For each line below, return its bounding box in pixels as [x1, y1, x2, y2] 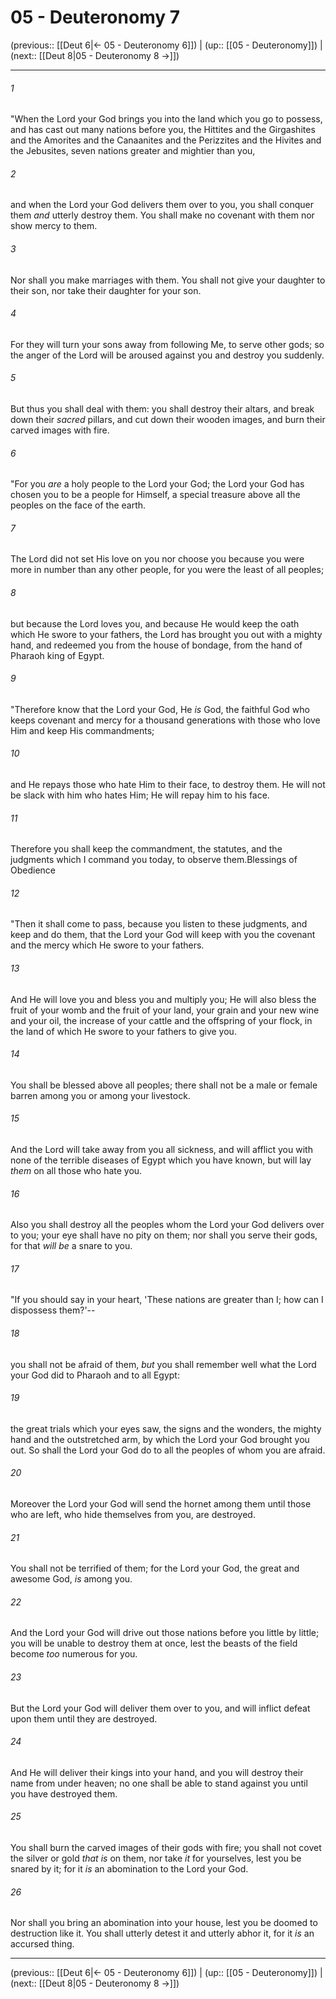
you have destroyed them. [10, 1787, 118, 1800]
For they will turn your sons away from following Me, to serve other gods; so [10, 338, 325, 350]
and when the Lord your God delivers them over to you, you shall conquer [10, 199, 314, 211]
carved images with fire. [10, 424, 110, 436]
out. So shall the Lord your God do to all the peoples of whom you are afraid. [10, 1444, 326, 1456]
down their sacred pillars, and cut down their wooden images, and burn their [10, 413, 326, 425]
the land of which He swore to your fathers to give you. [10, 1025, 237, 1037]
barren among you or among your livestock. [10, 1089, 191, 1101]
